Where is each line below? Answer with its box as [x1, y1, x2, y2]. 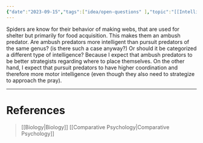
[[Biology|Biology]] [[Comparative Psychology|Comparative [21, 123, 170, 130]
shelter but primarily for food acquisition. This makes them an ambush [6, 31, 181, 39]
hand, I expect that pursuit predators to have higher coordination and [6, 64, 178, 71]
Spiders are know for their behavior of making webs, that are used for [6, 25, 180, 33]
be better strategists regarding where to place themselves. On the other [6, 57, 185, 65]
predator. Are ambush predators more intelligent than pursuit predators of [6, 38, 190, 45]
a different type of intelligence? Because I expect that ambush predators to [6, 51, 193, 58]
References [6, 103, 65, 117]
